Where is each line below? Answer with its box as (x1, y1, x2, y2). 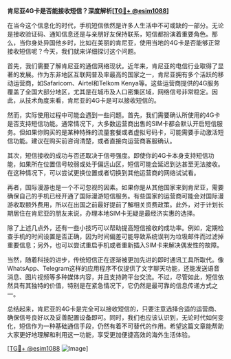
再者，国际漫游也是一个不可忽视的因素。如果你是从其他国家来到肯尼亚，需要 (7, 183, 224, 192)
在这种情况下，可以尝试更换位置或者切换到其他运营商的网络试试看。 (7, 169, 200, 176)
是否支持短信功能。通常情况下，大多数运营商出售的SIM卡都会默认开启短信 (7, 120, 217, 127)
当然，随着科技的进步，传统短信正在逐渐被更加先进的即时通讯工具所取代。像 (7, 256, 224, 264)
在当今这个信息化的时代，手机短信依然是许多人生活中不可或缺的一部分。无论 (7, 21, 224, 30)
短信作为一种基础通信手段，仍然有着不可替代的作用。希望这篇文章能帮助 (19, 322, 224, 330)
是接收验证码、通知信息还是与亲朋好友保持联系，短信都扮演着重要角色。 (7, 30, 212, 38)
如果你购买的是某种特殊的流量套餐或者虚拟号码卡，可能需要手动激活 (25, 128, 218, 136)
